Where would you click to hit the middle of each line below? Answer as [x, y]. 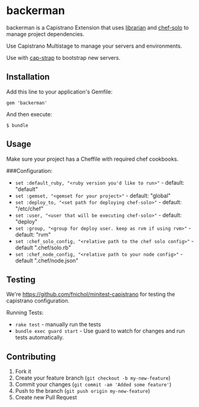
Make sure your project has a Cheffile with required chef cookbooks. [93, 159]
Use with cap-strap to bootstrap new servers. [63, 57]
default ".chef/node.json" [47, 260]
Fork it [23, 372]
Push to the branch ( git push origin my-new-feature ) [82, 391]
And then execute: [29, 114]
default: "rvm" [33, 234]
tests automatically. [39, 337]
